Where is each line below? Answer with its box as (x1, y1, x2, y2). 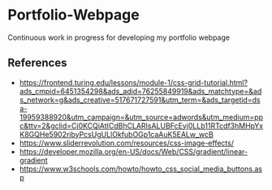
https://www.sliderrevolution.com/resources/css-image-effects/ (19, 138, 235, 148)
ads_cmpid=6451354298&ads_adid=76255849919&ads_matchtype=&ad (19, 86, 262, 96)
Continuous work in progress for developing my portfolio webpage (7, 32, 231, 42)
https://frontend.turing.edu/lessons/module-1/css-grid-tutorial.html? (19, 77, 248, 87)
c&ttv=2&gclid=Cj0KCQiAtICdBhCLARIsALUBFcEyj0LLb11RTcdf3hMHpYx (19, 120, 264, 131)
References (7, 56, 67, 70)
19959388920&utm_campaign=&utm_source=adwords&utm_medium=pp (19, 112, 264, 122)
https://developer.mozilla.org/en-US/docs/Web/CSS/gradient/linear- (19, 146, 248, 156)
